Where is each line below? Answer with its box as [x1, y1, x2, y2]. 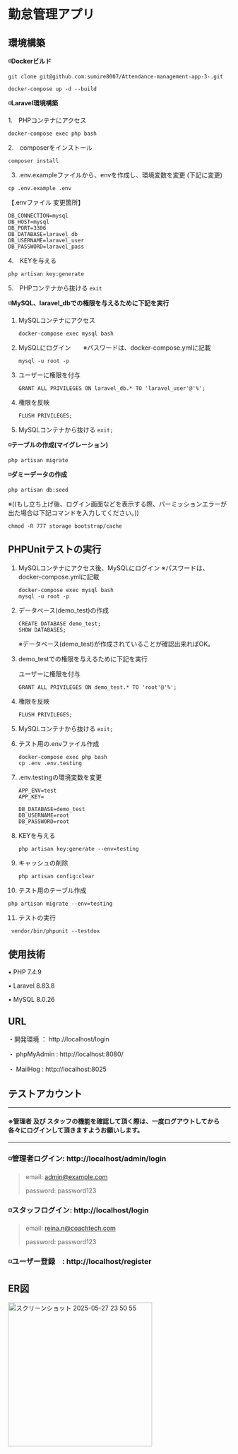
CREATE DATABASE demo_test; [18, 620, 101, 627]
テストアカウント [8, 1087, 83, 1099]
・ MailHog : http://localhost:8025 [8, 1065, 107, 1074]
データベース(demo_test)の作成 [18, 605, 109, 615]
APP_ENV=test [18, 787, 57, 794]
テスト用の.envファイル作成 [18, 739, 100, 747]
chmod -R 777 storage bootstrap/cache [8, 523, 122, 530]
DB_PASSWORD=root [18, 817, 70, 825]
